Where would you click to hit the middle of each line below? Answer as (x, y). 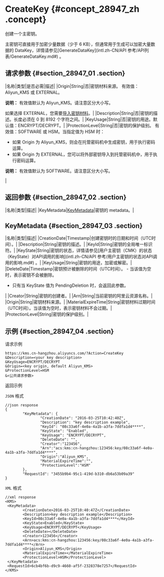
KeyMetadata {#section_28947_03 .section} (74, 226)
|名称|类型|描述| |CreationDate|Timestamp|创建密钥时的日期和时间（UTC (78, 238)
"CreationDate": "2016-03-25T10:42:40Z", (83, 418)
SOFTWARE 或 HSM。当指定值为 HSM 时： (61, 132)
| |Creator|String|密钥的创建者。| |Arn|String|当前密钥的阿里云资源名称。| (79, 296)
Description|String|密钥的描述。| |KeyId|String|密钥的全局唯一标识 (86, 245)
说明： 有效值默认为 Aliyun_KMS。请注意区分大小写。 (59, 103)
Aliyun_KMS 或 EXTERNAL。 (34, 92)
